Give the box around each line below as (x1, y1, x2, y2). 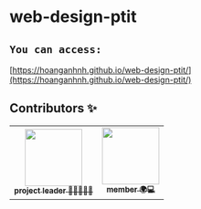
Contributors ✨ (9, 100, 98, 116)
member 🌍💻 (106, 184, 155, 194)
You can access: (9, 43, 102, 56)
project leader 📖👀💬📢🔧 (14, 185, 94, 195)
